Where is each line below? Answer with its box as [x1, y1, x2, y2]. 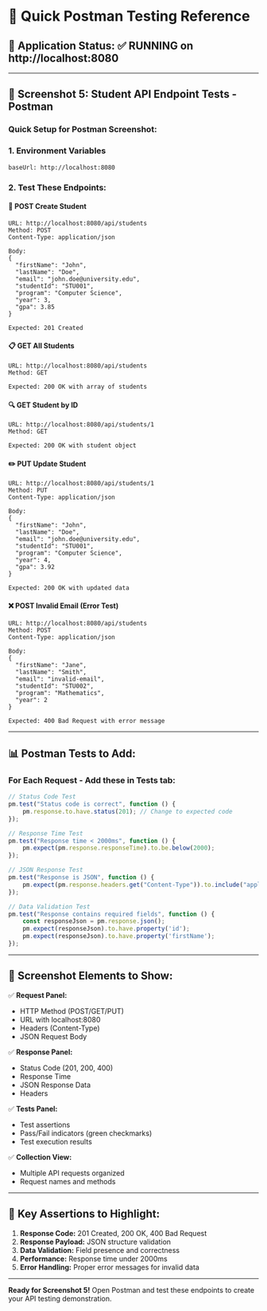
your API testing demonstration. [8, 1293, 112, 1303]
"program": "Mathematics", [15, 689, 105, 697]
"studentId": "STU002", [15, 681, 94, 690]
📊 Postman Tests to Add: [8, 747, 137, 760]
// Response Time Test [8, 829, 83, 838]
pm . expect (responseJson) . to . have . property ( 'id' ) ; [22, 924, 191, 933]
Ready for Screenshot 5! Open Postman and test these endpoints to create [8, 1285, 255, 1294]
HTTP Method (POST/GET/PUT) [19, 1006, 125, 1015]
